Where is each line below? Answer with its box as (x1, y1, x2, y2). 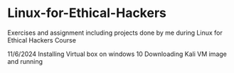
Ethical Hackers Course (7, 35, 77, 44)
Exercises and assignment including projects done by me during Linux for (7, 28, 223, 37)
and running (7, 57, 43, 65)
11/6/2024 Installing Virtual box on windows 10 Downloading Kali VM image (7, 50, 228, 58)
